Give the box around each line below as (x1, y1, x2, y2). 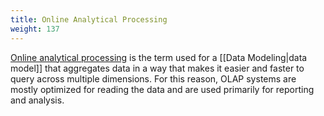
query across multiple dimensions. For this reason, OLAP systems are (10, 72, 297, 85)
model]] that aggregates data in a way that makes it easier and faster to (10, 62, 305, 74)
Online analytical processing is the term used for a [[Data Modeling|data (10, 51, 308, 63)
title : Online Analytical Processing (10, 14, 168, 25)
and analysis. (10, 94, 65, 106)
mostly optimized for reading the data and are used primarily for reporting (10, 83, 315, 95)
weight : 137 (10, 24, 60, 34)
